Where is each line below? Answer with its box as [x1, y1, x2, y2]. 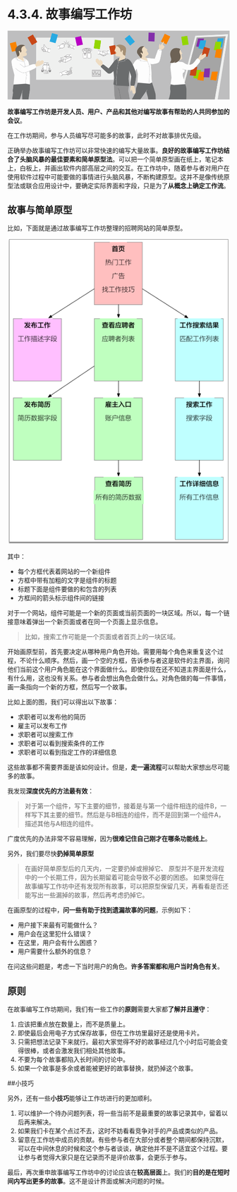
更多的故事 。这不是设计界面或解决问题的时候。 [31, 1177, 168, 1186]
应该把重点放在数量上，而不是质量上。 [17, 1020, 129, 1028]
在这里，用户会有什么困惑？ [17, 939, 99, 947]
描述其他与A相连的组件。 [24, 820, 97, 828]
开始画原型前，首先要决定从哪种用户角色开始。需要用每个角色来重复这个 [7, 647, 217, 656]
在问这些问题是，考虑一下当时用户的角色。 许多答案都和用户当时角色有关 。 [7, 962, 224, 971]
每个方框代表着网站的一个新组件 [17, 567, 111, 576]
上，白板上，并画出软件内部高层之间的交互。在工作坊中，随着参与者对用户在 [7, 164, 230, 172]
